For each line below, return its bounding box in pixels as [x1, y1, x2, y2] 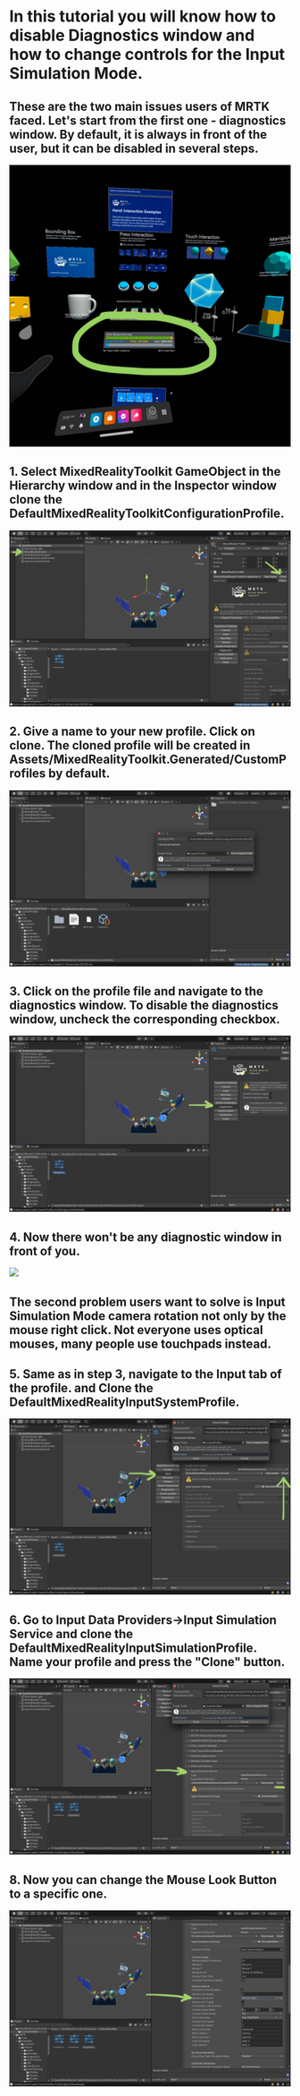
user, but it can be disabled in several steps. [9, 140, 259, 156]
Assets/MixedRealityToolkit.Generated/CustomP [9, 752, 287, 767]
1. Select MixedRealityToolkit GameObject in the [9, 464, 281, 479]
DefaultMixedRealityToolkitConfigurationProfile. [9, 506, 285, 521]
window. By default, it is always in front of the [9, 127, 268, 142]
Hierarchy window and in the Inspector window [9, 478, 277, 494]
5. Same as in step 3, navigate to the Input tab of [9, 1366, 283, 1382]
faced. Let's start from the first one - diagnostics [9, 113, 287, 128]
